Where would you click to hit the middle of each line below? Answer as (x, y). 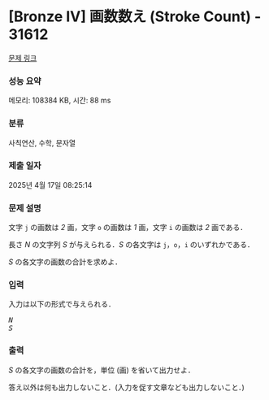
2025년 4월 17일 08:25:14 (50, 185)
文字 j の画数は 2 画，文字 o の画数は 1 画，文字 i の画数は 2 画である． (128, 228)
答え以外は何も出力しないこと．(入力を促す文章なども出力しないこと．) (127, 387)
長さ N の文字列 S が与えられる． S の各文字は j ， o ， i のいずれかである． (131, 245)
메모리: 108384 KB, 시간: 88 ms (60, 100)
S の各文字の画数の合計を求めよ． (65, 262)
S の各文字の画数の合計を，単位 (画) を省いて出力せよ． (102, 370)
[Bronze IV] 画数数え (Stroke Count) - (135, 17)
